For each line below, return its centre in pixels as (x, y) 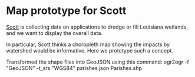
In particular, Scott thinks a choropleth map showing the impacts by (88, 44)
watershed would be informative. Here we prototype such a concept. (90, 50)
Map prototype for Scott (66, 11)
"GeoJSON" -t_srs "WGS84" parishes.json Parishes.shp (74, 68)
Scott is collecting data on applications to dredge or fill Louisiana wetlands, (97, 27)
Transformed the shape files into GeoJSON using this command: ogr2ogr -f (98, 62)
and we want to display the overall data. (54, 33)
